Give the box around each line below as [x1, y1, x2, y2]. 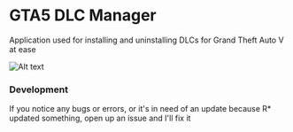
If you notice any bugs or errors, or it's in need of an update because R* [9, 104, 272, 114]
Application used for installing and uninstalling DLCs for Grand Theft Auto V [9, 35, 285, 45]
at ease [9, 43, 37, 54]
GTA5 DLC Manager [9, 5, 157, 26]
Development [9, 83, 69, 96]
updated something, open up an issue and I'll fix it [9, 113, 191, 124]
